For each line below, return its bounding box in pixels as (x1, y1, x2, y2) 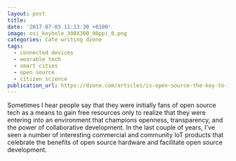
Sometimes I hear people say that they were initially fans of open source (7, 101, 216, 109)
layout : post (7, 10, 46, 17)
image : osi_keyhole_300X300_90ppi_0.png (7, 29, 128, 37)
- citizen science (13, 75, 68, 83)
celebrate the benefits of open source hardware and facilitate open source (7, 138, 223, 147)
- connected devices (13, 50, 74, 57)
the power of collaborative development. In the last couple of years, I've (7, 123, 216, 132)
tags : (7, 43, 23, 50)
